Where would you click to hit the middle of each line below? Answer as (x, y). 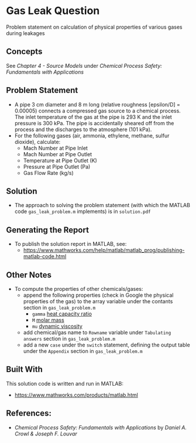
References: (29, 413)
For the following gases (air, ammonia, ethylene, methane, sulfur (92, 135)
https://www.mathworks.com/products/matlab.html (76, 395)
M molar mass (48, 320)
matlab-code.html (45, 256)
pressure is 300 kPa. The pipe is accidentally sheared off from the (94, 123)
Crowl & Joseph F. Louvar (46, 434)
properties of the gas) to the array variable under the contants (98, 301)
